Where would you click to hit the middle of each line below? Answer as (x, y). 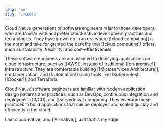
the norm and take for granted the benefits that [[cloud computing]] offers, (81, 44)
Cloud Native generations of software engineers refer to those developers (80, 28)
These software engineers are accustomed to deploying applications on (78, 58)
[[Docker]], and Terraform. (32, 79)
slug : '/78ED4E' (22, 14)
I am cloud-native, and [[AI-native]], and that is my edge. (63, 119)
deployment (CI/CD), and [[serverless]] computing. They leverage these (78, 99)
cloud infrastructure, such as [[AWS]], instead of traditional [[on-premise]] (80, 64)
